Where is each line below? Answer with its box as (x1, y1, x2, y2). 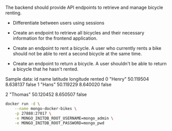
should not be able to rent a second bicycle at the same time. (12, 51, 142, 57)
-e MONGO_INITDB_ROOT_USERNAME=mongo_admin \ (14, 116, 114, 121)
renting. (5, 10, 22, 16)
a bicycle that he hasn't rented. (12, 66, 79, 72)
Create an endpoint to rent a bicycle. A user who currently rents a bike (12, 45, 162, 51)
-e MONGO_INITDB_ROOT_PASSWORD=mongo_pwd (14, 120, 104, 125)
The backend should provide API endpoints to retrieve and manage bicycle (5, 5, 163, 10)
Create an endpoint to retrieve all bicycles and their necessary (12, 30, 145, 35)
